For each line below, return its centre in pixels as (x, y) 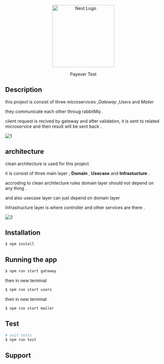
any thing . (16, 188)
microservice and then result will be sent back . (54, 126)
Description (24, 90)
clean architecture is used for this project (47, 164)
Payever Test (83, 74)
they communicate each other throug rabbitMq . (54, 111)
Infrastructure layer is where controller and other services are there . (75, 207)
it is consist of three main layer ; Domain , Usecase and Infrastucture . (78, 173)
